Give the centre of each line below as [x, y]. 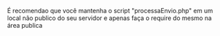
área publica [25, 25]
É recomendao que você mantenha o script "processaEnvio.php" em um [110, 11]
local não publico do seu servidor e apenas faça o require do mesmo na [110, 18]
